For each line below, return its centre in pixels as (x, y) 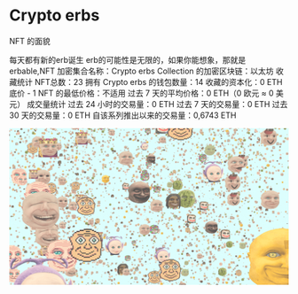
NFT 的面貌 (30, 41)
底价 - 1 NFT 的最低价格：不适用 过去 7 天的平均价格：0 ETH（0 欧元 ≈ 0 (141, 93)
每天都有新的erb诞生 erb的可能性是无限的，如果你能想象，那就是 (128, 59)
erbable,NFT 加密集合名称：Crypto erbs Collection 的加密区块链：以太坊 (141, 71)
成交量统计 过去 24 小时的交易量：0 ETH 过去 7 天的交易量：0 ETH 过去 (157, 104)
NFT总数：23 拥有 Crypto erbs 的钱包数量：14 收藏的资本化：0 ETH (158, 81)
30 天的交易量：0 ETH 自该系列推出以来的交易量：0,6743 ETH (123, 115)
